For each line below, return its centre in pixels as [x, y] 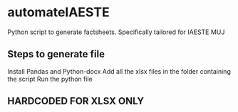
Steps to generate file [56, 54]
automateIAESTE [58, 12]
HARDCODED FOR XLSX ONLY [76, 101]
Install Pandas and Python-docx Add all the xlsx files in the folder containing [119, 71]
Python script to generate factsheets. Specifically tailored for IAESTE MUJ [116, 32]
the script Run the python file [50, 79]
